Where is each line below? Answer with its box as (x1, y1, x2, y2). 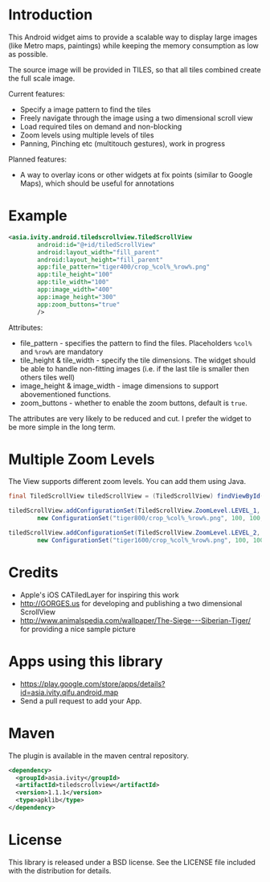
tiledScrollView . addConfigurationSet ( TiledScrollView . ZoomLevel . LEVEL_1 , (8, 507, 261, 515)
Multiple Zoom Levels (8, 450, 155, 468)
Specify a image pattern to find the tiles (19, 105, 151, 114)
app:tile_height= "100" (37, 271, 113, 279)
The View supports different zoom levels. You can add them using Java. (8, 477, 247, 486)
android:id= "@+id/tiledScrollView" (37, 240, 157, 248)
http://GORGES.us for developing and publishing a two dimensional (19, 598, 243, 608)
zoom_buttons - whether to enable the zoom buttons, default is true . (19, 398, 247, 408)
